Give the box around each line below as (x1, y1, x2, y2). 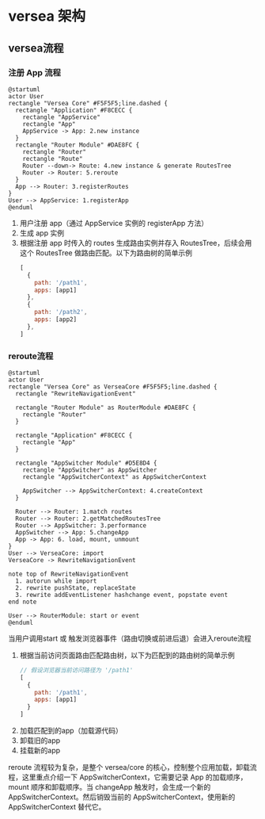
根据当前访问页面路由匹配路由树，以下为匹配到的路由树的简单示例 (19, 650, 235, 660)
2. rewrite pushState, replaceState (15, 584, 136, 591)
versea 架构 (8, 7, 85, 25)
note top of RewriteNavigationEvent (8, 570, 129, 578)
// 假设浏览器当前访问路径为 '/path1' (19, 666, 134, 674)
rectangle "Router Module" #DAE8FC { (15, 140, 140, 149)
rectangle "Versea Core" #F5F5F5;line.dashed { (8, 99, 168, 107)
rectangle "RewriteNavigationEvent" (15, 389, 136, 397)
